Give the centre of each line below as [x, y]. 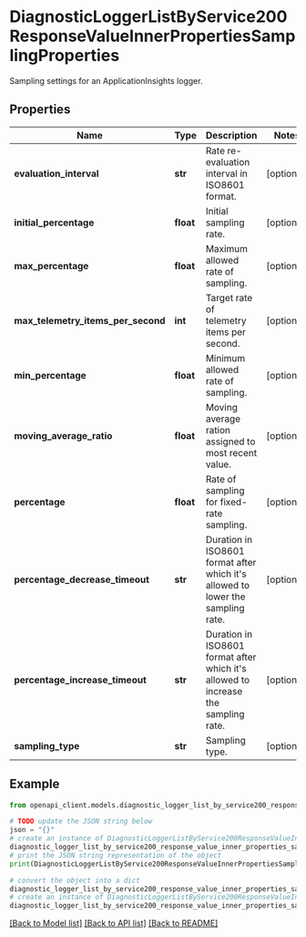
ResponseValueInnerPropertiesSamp [153, 36]
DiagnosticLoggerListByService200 [148, 17]
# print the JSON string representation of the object [116, 855]
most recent [231, 453]
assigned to [230, 442]
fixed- [234, 502]
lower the [225, 597]
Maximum [227, 248]
